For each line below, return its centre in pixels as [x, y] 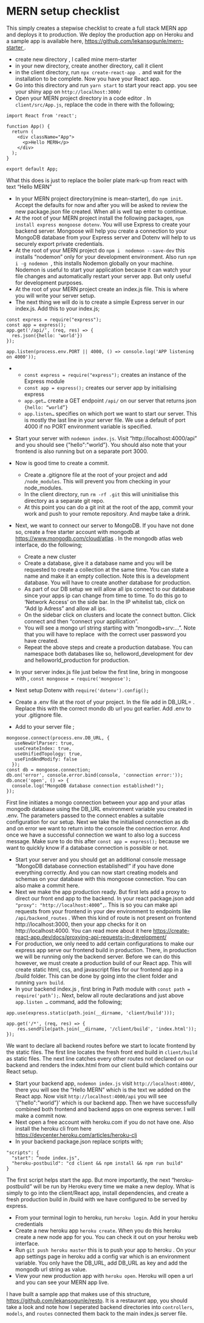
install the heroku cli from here [53, 1128]
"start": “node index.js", [46, 1158]
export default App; [32, 169]
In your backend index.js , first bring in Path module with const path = [103, 989]
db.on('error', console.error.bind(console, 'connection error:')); [95, 775]
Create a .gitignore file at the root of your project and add [96, 475]
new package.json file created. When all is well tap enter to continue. [101, 211]
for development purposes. [49, 282]
